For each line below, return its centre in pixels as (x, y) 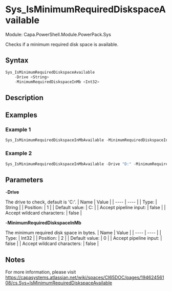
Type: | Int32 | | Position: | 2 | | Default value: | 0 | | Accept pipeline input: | (84, 238)
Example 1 (18, 130)
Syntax (17, 61)
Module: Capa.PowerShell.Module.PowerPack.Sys (58, 34)
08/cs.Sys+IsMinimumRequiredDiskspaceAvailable (59, 283)
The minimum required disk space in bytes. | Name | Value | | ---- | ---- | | (83, 233)
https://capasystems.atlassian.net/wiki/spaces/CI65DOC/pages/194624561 (85, 278)
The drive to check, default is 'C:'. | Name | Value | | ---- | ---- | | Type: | (81, 202)
